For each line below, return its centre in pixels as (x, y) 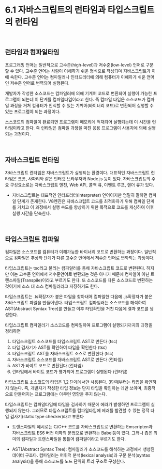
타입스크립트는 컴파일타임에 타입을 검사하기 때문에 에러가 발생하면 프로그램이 (77, 405)
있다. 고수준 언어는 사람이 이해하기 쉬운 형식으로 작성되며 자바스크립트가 (83, 71)
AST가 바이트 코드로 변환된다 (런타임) (47, 366)
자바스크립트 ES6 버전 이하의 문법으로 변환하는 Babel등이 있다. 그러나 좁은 (82, 433)
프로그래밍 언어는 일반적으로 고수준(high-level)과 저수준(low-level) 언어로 (75, 65)
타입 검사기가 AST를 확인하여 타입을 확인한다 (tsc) (59, 347)
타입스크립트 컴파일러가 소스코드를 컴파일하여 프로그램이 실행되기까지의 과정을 (79, 325)
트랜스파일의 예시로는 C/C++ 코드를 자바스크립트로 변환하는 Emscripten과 (82, 427)
